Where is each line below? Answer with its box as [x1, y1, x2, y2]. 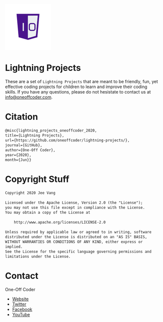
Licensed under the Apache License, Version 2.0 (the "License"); [5, 200, 143, 205]
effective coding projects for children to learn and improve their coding [5, 84, 147, 90]
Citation [5, 112, 38, 122]
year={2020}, [5, 152, 32, 158]
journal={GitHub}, [5, 142, 42, 148]
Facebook [12, 306, 33, 312]
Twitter [12, 301, 27, 307]
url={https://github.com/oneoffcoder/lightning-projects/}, [5, 138, 130, 143]
